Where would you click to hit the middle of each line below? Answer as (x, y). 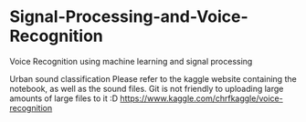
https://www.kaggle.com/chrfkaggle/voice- (201, 98)
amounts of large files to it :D (64, 98)
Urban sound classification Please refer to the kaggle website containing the (153, 78)
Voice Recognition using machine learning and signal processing (131, 61)
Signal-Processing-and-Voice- (129, 17)
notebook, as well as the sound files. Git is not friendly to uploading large (147, 88)
